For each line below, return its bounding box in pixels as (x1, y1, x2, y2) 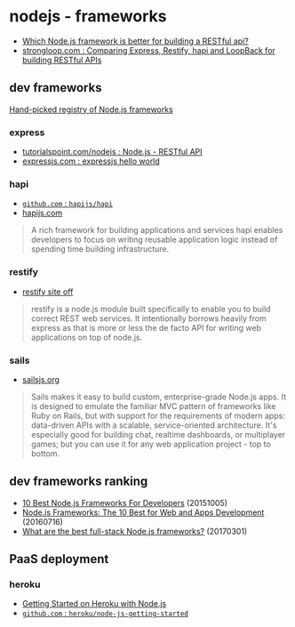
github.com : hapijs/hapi (21, 198, 114, 209)
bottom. (30, 447, 60, 459)
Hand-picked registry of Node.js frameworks (9, 104, 173, 115)
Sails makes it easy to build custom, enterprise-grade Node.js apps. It (30, 391, 287, 402)
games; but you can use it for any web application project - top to (30, 438, 271, 449)
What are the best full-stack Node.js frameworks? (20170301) (21, 526, 248, 536)
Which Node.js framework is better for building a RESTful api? (21, 36, 249, 46)
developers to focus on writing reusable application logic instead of (30, 234, 278, 245)
